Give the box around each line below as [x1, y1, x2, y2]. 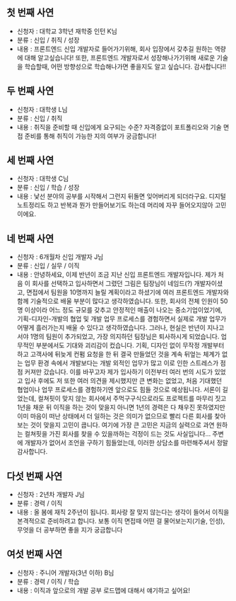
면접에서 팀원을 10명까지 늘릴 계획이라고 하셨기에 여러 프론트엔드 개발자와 [26, 288, 229, 297]
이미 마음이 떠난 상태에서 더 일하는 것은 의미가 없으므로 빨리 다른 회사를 [16, 412, 213, 420]
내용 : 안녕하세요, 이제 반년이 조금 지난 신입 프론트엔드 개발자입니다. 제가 [16, 270, 217, 279]
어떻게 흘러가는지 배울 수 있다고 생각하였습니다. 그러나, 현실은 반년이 [16, 324, 206, 332]
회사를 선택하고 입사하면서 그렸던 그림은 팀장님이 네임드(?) [32, 279, 193, 288]
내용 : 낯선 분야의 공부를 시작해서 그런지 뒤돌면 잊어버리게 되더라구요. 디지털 [16, 192, 227, 200]
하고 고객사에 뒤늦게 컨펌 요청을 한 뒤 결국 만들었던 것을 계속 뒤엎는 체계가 [16, 350, 220, 359]
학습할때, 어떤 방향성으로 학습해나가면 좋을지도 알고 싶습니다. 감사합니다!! [24, 62, 227, 71]
